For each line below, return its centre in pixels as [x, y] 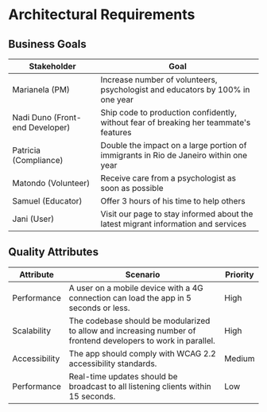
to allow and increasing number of [132, 330]
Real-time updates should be [123, 376]
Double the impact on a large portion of [174, 145]
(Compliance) [38, 160]
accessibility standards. [113, 363]
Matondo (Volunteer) [51, 183]
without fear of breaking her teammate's [176, 122]
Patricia [27, 150]
